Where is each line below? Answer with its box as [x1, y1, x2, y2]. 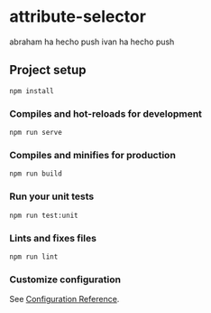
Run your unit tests [9, 190, 95, 203]
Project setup [9, 62, 87, 78]
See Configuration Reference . [9, 294, 120, 305]
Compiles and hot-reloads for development [9, 107, 203, 119]
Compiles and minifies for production [9, 148, 176, 161]
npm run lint [9, 251, 59, 261]
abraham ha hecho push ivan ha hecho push [9, 36, 175, 47]
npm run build [9, 169, 63, 178]
